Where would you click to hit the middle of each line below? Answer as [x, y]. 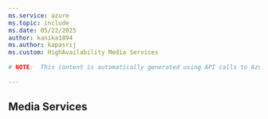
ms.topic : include [39, 23]
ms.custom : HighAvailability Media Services [83, 52]
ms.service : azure [39, 15]
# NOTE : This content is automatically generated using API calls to [128, 67]
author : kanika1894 [41, 38]
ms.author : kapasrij [43, 45]
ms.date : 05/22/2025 [43, 30]
